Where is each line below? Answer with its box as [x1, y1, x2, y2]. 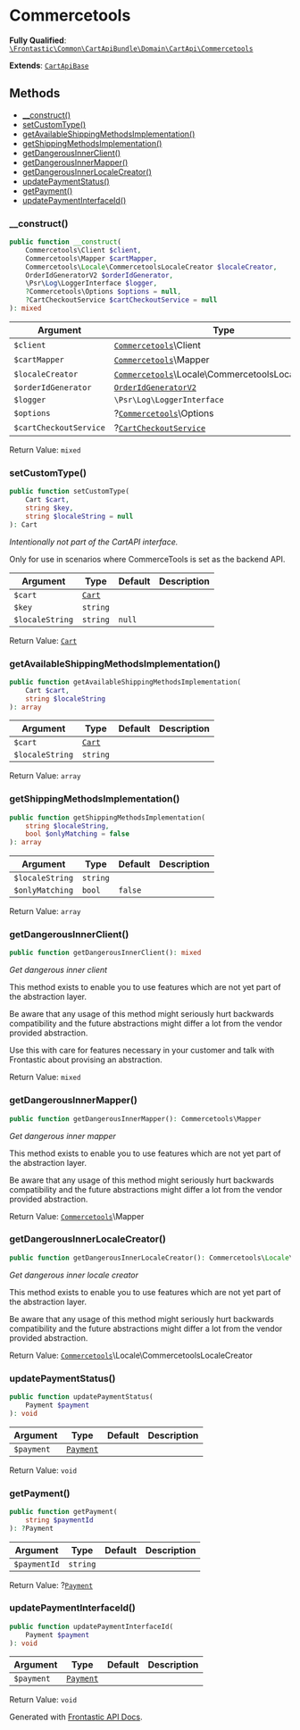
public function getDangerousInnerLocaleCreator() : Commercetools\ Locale [9, 1253, 290, 1262]
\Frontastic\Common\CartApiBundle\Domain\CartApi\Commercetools [9, 44, 254, 54]
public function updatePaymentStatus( [9, 1393, 154, 1401]
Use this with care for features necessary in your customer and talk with [9, 1045, 275, 1056]
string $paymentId [25, 1515, 94, 1525]
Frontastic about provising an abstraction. [9, 1054, 162, 1065]
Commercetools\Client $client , [25, 245, 142, 254]
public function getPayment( [9, 1507, 118, 1516]
